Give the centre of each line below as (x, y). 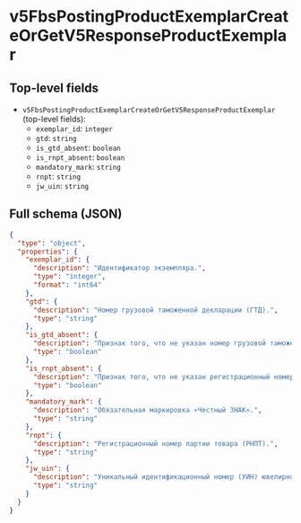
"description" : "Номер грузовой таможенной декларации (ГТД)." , (155, 310)
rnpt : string (58, 176)
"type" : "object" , (52, 243)
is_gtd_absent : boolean (78, 147)
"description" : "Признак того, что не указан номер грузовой (150, 343)
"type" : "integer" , (69, 277)
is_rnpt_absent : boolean (80, 157)
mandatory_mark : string (78, 167)
